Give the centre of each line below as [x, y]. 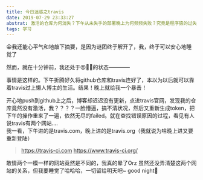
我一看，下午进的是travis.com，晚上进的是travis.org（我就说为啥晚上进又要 [100, 131]
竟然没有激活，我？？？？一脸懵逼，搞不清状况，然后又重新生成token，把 [103, 108]
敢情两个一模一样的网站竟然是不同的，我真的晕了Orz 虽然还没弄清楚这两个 [99, 163]
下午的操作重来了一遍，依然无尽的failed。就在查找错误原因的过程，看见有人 [101, 116]
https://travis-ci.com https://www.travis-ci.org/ [79, 151]
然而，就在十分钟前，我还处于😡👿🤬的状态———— [68, 67]
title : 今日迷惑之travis [35, 12]
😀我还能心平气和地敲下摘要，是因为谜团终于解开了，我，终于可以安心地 [96, 47]
